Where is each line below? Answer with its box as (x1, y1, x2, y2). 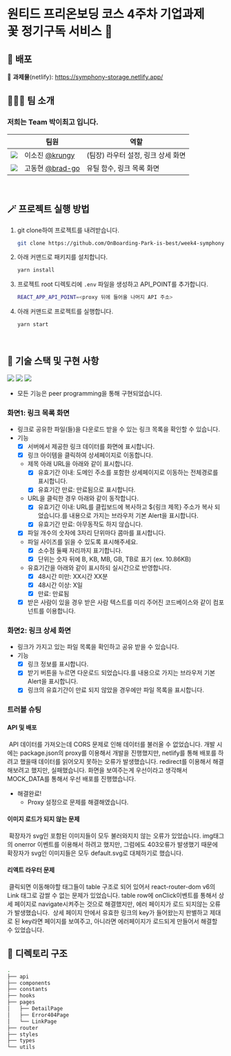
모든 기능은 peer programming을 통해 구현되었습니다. (17, 389, 163, 397)
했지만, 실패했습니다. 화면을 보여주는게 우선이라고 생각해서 (30, 766, 188, 774)
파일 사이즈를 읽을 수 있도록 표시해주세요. (27, 537, 139, 546)
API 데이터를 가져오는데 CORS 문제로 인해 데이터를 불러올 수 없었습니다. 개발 (8, 740, 216, 748)
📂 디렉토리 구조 (7, 948, 68, 960)
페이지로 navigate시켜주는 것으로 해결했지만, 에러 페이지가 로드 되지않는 (14, 899, 208, 908)
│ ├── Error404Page (7, 1011, 70, 1019)
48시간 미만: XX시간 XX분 (37, 572, 108, 580)
